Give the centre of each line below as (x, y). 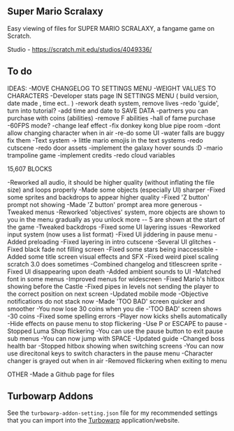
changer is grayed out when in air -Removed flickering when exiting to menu (117, 360)
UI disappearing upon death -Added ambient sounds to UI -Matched (123, 271)
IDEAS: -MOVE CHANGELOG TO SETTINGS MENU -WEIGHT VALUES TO (112, 88)
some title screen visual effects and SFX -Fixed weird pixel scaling (123, 256)
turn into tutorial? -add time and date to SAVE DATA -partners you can (108, 111)
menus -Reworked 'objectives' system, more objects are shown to (130, 212)
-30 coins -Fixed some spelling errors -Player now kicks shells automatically (117, 316)
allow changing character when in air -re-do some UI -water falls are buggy (116, 133)
